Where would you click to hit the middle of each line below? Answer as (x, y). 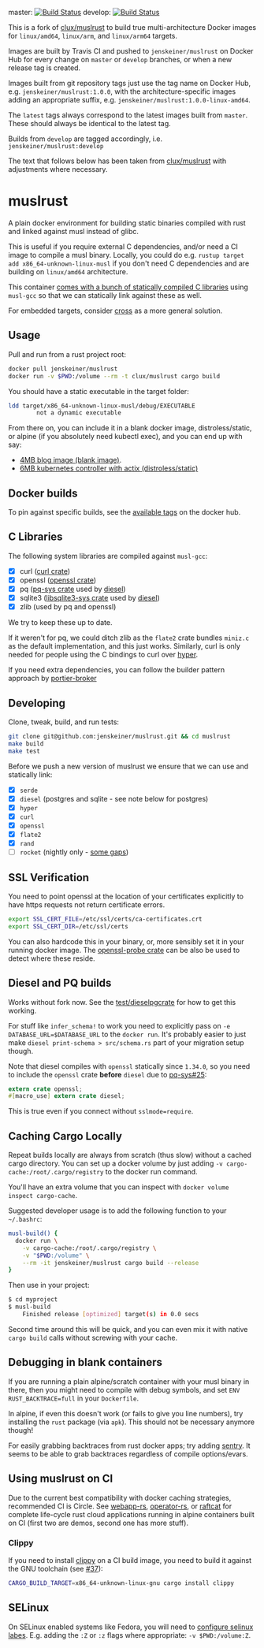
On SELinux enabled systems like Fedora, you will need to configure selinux (131, 1627)
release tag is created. (45, 68)
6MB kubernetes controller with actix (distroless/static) (109, 468)
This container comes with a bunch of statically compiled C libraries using (128, 287)
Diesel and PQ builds (60, 983)
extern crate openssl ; (45, 1089)
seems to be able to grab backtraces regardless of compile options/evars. (128, 1453)
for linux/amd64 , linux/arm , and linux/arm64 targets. (93, 36)
